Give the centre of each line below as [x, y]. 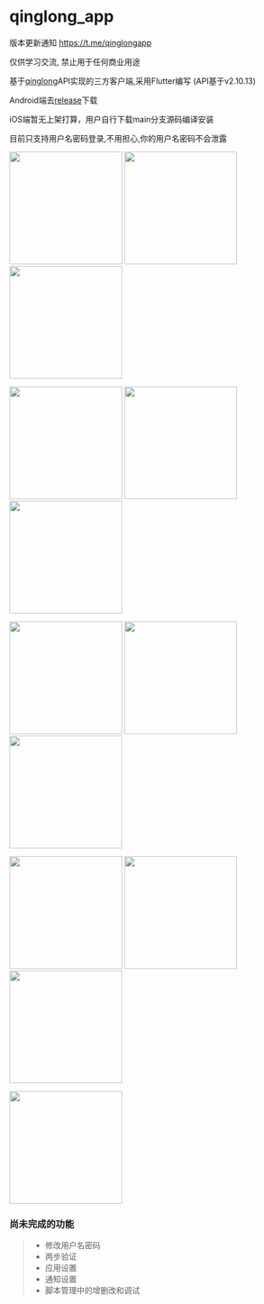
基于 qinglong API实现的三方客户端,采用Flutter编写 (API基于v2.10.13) [133, 81]
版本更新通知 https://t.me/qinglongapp [81, 42]
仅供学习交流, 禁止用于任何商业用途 [75, 61]
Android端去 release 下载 [54, 100]
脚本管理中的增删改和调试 [92, 1290]
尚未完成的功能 [42, 1224]
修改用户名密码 [73, 1245]
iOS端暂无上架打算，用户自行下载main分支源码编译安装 [112, 119]
